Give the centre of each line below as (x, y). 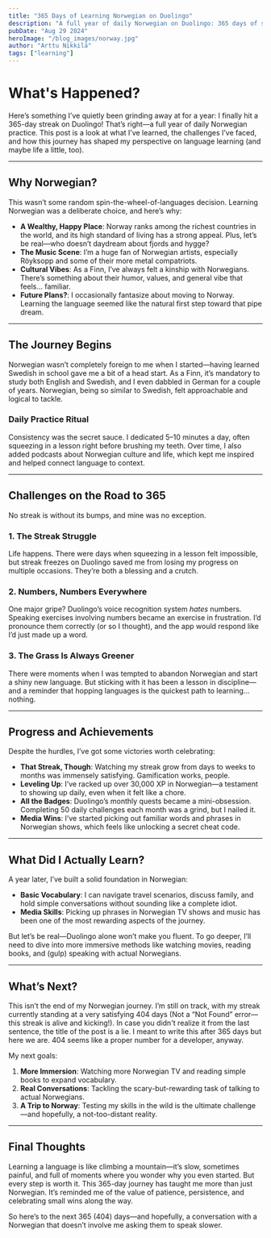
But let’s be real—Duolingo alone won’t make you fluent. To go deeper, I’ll (130, 936)
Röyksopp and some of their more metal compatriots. (108, 261)
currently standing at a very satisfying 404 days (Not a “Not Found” (121, 1014)
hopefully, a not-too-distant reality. (100, 1114)
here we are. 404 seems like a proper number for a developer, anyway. (126, 1040)
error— (246, 1014)
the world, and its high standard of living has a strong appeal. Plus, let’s (138, 235)
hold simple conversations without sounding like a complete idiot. (129, 903)
